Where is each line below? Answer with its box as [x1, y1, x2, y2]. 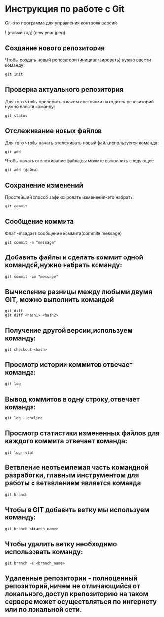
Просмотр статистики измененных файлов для [5, 429, 160, 438]
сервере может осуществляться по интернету [5, 597, 157, 606]
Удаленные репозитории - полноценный [5, 574, 138, 582]
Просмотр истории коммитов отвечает [5, 360, 133, 369]
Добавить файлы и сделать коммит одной [5, 254, 144, 262]
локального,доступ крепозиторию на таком [5, 589, 149, 598]
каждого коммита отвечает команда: [5, 437, 128, 445]
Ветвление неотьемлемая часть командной [5, 463, 149, 472]
